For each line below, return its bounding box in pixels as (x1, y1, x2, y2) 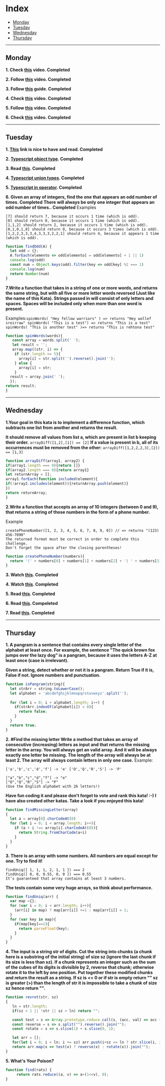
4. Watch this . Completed (5, 581, 58, 587)
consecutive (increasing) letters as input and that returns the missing (5, 742, 150, 747)
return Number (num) (10, 271, 50, 276)
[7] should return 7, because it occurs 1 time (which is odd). (5, 214, 140, 219)
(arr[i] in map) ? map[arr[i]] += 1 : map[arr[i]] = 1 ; (14, 908, 129, 913)
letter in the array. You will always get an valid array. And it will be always (5, 746, 157, 752)
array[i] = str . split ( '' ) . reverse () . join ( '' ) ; (18, 356, 116, 361)
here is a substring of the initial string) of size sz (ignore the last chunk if (5, 954, 156, 960)
